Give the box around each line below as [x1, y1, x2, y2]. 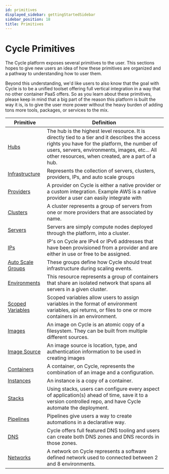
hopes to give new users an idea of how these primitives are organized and [5, 65, 161, 71]
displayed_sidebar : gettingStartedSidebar [5, 12, 96, 17]
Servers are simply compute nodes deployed [47, 223, 153, 230]
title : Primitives [5, 21, 44, 27]
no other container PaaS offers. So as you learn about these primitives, [5, 91, 152, 97]
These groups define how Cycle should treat [47, 259, 152, 266]
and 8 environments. [47, 460, 96, 467]
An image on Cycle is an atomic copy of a [47, 321, 145, 328]
